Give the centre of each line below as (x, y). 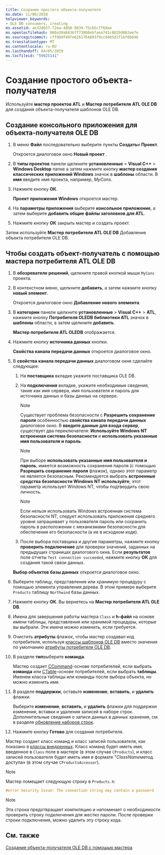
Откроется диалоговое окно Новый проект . (60, 154)
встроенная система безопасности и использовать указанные (89, 436)
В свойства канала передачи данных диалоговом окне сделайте (82, 361)
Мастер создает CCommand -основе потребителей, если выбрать (82, 666)
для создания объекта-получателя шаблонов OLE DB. (62, 110)
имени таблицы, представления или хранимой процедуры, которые (84, 622)
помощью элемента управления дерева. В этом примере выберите (84, 587)
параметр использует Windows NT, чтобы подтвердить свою (85, 487)
